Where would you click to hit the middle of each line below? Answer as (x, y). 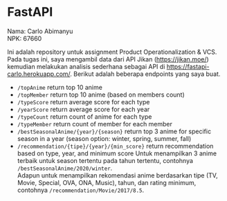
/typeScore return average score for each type (83, 102)
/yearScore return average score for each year (83, 109)
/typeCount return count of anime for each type (84, 116)
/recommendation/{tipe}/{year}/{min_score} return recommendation (115, 146)
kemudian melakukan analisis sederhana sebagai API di (86, 66)
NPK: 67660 (25, 38)
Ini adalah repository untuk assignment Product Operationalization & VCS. (112, 52)
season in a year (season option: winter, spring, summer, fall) (104, 138)
